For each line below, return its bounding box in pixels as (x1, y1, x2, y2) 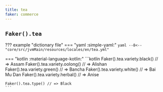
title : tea (5, 7, 28, 12)
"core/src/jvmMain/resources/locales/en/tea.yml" (5, 47, 110, 52)
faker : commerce (5, 12, 39, 17)
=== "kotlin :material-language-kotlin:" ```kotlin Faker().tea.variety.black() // (5, 56, 159, 62)
